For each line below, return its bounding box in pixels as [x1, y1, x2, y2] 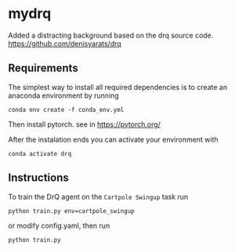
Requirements [8, 62, 78, 75]
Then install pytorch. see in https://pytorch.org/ [8, 119, 161, 129]
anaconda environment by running [8, 91, 119, 100]
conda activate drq [8, 149, 72, 157]
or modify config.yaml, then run [8, 221, 110, 230]
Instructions [8, 171, 69, 185]
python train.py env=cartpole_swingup [8, 207, 135, 215]
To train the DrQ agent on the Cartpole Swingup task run [8, 192, 189, 201]
